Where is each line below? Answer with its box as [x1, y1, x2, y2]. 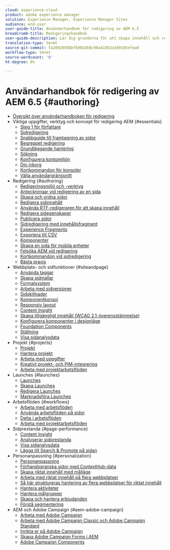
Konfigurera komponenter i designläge [20, 318, 101, 324]
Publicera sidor [20, 216, 52, 222]
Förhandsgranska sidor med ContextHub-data [20, 464, 116, 470]
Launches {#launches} [12, 372, 60, 378]
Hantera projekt [20, 351, 53, 357]
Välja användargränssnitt [20, 173, 72, 179]
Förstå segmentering [20, 501, 64, 507]
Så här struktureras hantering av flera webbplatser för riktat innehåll [20, 480, 162, 486]
